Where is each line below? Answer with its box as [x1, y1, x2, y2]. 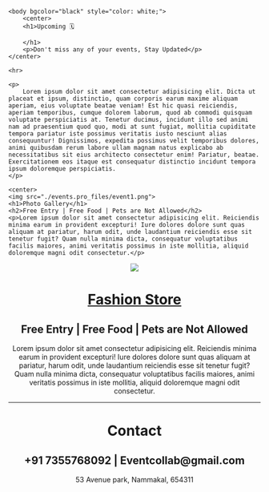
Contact [106, 421, 163, 440]
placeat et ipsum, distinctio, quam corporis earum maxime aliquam [8, 95, 239, 103]
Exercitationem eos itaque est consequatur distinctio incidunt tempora [8, 158, 256, 166]
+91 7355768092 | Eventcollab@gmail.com [23, 454, 246, 467]
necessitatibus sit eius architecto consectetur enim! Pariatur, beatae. [8, 151, 260, 159]
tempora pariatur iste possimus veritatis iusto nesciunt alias [8, 130, 227, 138]
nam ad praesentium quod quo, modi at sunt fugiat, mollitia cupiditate [8, 123, 256, 131]
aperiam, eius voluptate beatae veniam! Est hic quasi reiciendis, [8, 102, 239, 110]
